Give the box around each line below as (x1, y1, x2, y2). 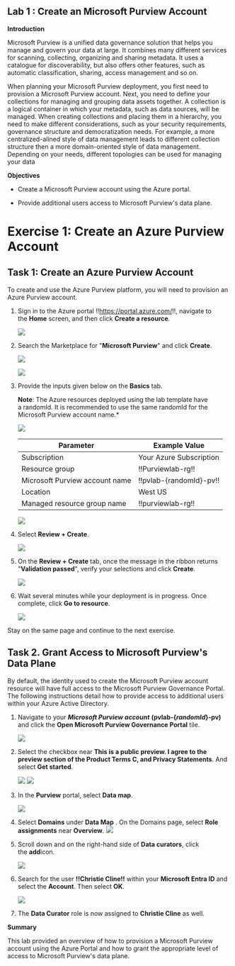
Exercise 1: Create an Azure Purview (7, 223, 224, 240)
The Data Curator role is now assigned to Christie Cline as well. (17, 909, 205, 917)
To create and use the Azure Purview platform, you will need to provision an (7, 285, 229, 293)
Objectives (7, 171, 40, 179)
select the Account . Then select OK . (17, 882, 125, 890)
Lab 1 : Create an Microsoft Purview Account (7, 6, 207, 18)
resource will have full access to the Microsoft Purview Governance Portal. (7, 684, 225, 692)
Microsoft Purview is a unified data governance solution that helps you (7, 38, 214, 47)
